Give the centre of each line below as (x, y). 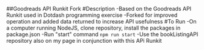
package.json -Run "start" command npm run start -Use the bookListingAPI (102, 34)
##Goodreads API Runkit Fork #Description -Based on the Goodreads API (99, 9)
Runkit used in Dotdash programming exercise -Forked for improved (92, 15)
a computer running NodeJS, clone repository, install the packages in (93, 28)
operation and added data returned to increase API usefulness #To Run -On (101, 21)
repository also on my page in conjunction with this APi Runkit (84, 41)
